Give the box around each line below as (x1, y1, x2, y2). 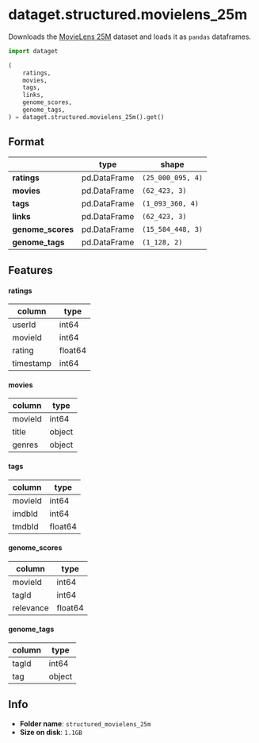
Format (8, 135, 45, 148)
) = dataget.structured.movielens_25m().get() (8, 113, 165, 121)
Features (8, 264, 53, 277)
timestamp (12, 358, 52, 369)
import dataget (8, 47, 59, 55)
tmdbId (12, 521, 39, 532)
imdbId (12, 508, 38, 519)
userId (12, 319, 36, 330)
